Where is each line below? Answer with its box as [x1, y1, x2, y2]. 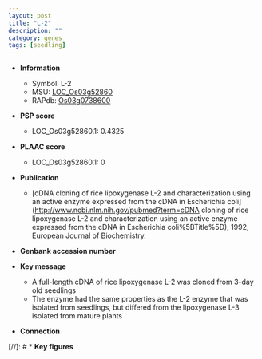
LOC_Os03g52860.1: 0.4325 [31, 127, 125, 136]
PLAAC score [19, 142, 65, 152]
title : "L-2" [8, 19, 52, 27]
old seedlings [31, 286, 77, 295]
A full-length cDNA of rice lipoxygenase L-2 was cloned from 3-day [31, 277, 254, 287]
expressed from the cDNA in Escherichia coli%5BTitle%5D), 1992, [31, 223, 249, 232]
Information [19, 63, 61, 73]
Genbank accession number [19, 247, 116, 256]
